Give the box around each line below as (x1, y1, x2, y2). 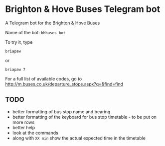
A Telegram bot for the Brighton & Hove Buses (5, 20, 100, 26)
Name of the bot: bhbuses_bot (5, 29, 66, 35)
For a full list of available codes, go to (5, 75, 82, 81)
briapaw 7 (5, 67, 26, 72)
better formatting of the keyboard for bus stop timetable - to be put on (12, 114, 157, 120)
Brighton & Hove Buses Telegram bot (5, 3, 161, 15)
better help (12, 124, 35, 130)
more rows (12, 119, 35, 125)
